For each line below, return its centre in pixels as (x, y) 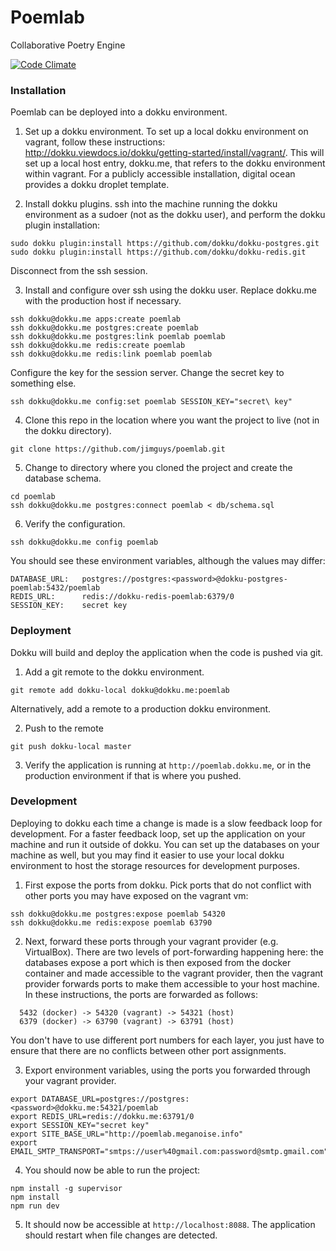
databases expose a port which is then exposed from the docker (158, 962)
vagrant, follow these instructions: (95, 142)
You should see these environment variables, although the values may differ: (168, 561)
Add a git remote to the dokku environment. (114, 672)
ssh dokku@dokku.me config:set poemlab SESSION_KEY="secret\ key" (151, 402)
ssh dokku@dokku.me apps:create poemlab (96, 319)
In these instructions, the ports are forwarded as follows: (141, 994)
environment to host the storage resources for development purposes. (155, 865)
